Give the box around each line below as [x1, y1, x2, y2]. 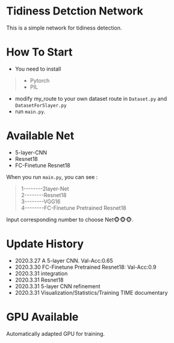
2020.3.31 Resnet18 [14, 276, 64, 283]
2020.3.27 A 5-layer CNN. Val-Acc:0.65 [14, 257, 113, 264]
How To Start [6, 45, 73, 59]
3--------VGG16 [20, 198, 61, 205]
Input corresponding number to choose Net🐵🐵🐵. [6, 216, 134, 223]
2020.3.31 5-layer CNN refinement [14, 282, 101, 290]
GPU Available [6, 310, 79, 324]
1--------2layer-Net [20, 185, 69, 192]
